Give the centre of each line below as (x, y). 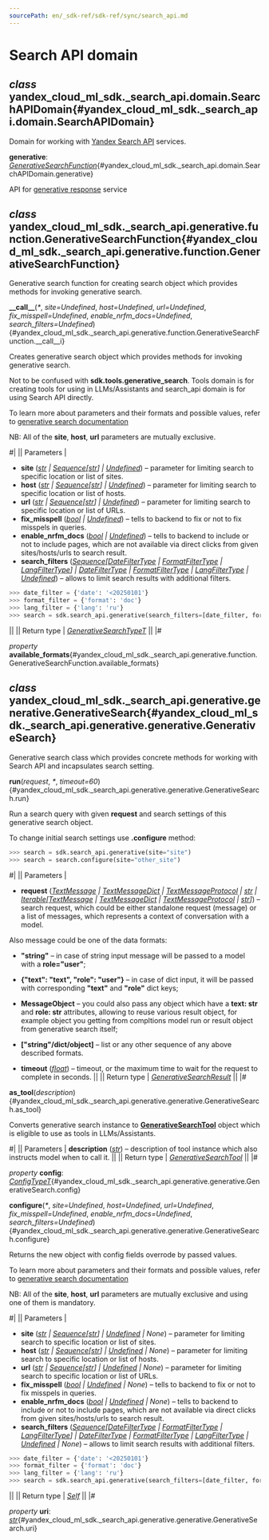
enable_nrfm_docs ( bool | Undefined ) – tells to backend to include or (135, 536)
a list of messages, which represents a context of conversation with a (135, 916)
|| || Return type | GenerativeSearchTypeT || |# (85, 630)
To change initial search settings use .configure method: (103, 837)
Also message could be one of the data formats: (88, 940)
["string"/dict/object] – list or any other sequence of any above (126, 1044)
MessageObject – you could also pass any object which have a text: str (139, 1003)
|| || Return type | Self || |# (52, 1496)
